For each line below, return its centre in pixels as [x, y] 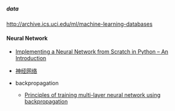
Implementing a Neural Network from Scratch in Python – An [92, 52]
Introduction [31, 58]
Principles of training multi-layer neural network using [92, 95]
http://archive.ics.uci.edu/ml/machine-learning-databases [80, 24]
